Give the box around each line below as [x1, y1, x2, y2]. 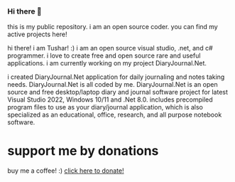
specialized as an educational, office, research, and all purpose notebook [7, 110, 222, 119]
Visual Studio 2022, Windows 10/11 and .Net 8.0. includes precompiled [7, 95, 213, 104]
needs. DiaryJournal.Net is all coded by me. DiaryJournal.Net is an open [7, 80, 218, 89]
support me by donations [7, 143, 159, 159]
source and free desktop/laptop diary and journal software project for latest [7, 88, 229, 97]
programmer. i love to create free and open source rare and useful [7, 51, 201, 60]
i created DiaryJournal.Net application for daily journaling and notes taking [7, 73, 225, 81]
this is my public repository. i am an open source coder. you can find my [7, 23, 218, 31]
